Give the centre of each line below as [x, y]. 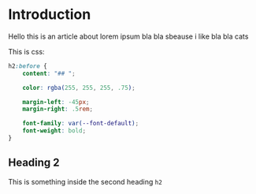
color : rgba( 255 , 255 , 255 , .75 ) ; [79, 88]
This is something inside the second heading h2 [85, 181]
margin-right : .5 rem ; [58, 109]
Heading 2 [34, 163]
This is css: [26, 51]
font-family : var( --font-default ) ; [81, 124]
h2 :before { [28, 66]
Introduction [50, 15]
